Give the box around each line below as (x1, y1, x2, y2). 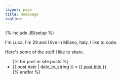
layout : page (5, 7, 32, 12)
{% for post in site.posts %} (12, 59, 69, 65)
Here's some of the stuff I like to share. (5, 49, 84, 55)
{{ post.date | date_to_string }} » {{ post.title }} (12, 64, 107, 70)
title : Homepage (5, 12, 39, 17)
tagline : (5, 16, 23, 21)
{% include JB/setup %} (5, 30, 54, 36)
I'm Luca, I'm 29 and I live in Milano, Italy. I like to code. (5, 39, 118, 45)
